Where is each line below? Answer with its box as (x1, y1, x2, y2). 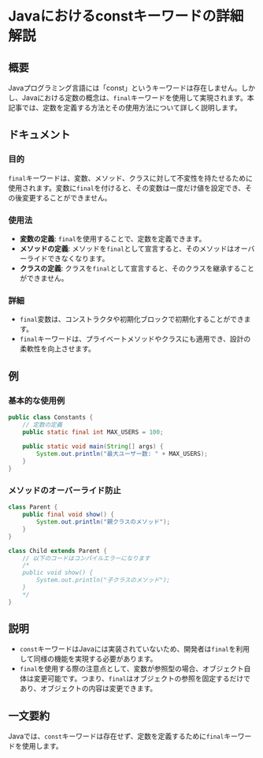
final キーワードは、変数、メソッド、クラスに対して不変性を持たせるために (8, 173, 254, 182)
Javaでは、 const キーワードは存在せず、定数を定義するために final (8, 731, 224, 741)
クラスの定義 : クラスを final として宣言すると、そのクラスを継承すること (19, 263, 254, 273)
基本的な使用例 (8, 395, 65, 406)
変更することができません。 (21, 192, 112, 202)
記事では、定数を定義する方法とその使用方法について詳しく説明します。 (8, 103, 242, 112)
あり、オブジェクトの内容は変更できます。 (19, 684, 157, 693)
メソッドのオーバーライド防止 (8, 484, 121, 495)
